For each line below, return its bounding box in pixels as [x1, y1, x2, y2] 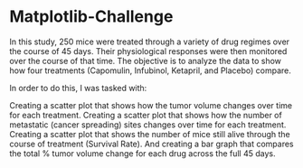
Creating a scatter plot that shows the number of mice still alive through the [9, 128, 291, 139]
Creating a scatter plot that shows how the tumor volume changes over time [9, 99, 292, 110]
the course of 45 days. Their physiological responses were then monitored [9, 45, 288, 56]
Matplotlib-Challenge [9, 6, 174, 27]
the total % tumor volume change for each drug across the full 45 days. [9, 147, 276, 159]
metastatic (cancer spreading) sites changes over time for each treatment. [9, 119, 287, 130]
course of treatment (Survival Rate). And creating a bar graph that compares [9, 138, 294, 149]
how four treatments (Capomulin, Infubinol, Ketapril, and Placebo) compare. [9, 65, 292, 76]
